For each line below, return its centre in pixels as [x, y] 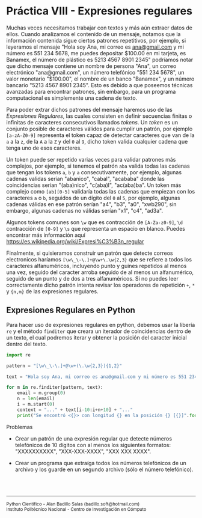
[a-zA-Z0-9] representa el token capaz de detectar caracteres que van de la [100, 135]
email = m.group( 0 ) [41, 393]
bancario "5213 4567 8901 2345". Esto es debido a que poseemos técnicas [99, 85]
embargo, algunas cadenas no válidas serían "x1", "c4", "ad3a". [85, 210]
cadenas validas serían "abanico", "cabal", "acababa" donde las [86, 178]
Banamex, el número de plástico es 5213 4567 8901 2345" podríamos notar [100, 59]
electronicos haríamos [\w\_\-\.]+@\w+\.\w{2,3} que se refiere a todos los [99, 259]
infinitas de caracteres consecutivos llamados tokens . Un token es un [92, 122]
